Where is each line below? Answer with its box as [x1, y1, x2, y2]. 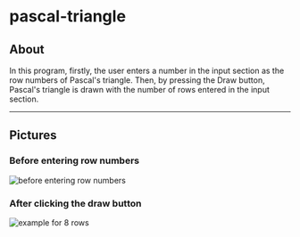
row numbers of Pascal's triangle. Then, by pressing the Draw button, [9, 75, 265, 86]
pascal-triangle [9, 6, 127, 27]
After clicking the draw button [9, 197, 142, 209]
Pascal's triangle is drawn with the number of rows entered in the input [9, 85, 271, 94]
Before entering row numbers [9, 154, 140, 167]
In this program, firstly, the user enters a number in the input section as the [9, 65, 285, 76]
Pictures [9, 127, 57, 143]
